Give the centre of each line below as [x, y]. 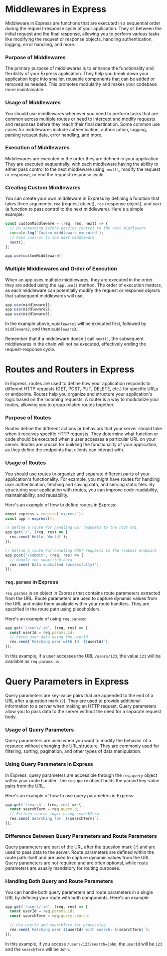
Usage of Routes [26, 463]
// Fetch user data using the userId [49, 637]
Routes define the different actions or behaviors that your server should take [83, 429]
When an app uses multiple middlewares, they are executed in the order [79, 279]
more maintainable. [25, 90]
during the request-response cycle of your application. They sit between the [83, 28]
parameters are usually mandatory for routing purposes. [63, 868]
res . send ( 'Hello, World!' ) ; [39, 537]
